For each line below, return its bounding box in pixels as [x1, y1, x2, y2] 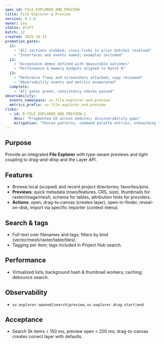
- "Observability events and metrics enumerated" [14, 80, 117, 84]
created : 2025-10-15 [5, 35, 47, 40]
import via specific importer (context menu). [30, 204, 119, 210]
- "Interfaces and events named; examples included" [14, 52, 123, 58]
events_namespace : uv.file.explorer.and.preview [9, 98, 110, 103]
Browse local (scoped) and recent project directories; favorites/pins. [12, 184, 150, 190]
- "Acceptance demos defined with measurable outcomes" [14, 61, 130, 66]
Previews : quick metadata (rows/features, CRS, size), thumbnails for [12, 189, 150, 195]
